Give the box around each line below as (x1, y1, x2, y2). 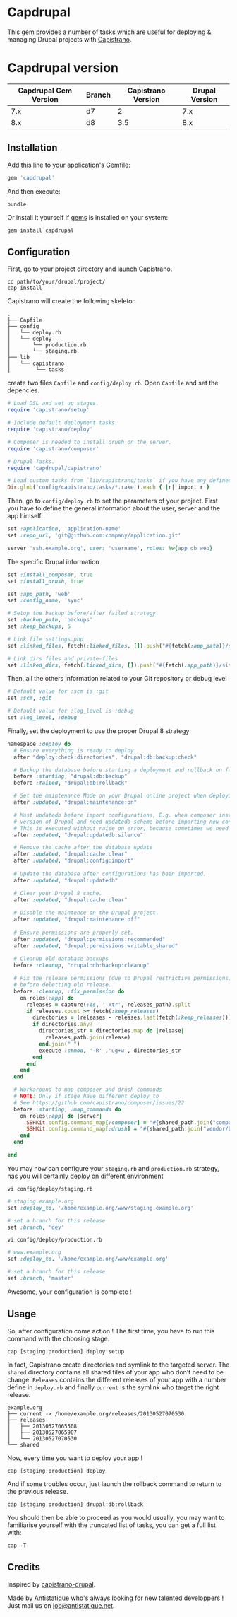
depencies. (7, 386, 40, 395)
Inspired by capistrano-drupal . (7, 1580, 96, 1588)
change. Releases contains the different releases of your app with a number (7, 1375, 227, 1384)
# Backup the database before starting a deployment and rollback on (13, 766, 222, 774)
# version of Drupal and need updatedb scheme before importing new (13, 818, 219, 825)
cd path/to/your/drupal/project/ (7, 279, 106, 286)
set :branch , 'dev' (7, 1224, 65, 1231)
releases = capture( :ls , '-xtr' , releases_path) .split (25, 1001, 191, 1008)
